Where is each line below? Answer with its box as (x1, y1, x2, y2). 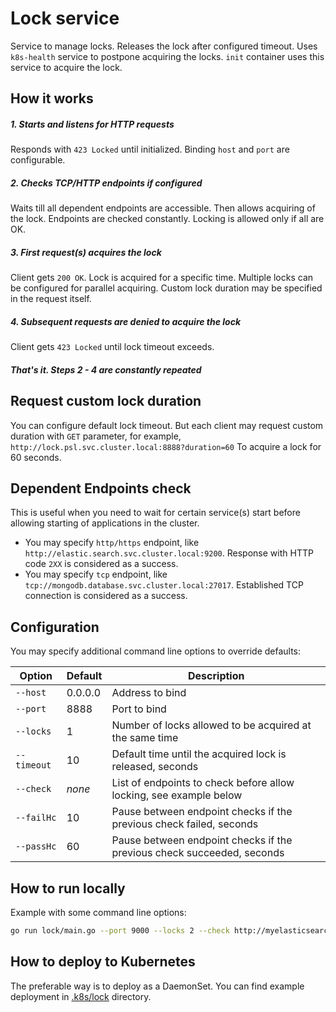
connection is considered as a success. (24, 590, 188, 602)
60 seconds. (10, 451, 62, 463)
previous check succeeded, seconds (111, 846, 285, 860)
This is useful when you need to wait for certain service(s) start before (10, 507, 301, 519)
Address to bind (111, 686, 187, 700)
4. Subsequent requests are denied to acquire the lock (10, 315, 242, 327)
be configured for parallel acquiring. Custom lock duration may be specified (10, 282, 323, 294)
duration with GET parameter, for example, (10, 430, 182, 442)
